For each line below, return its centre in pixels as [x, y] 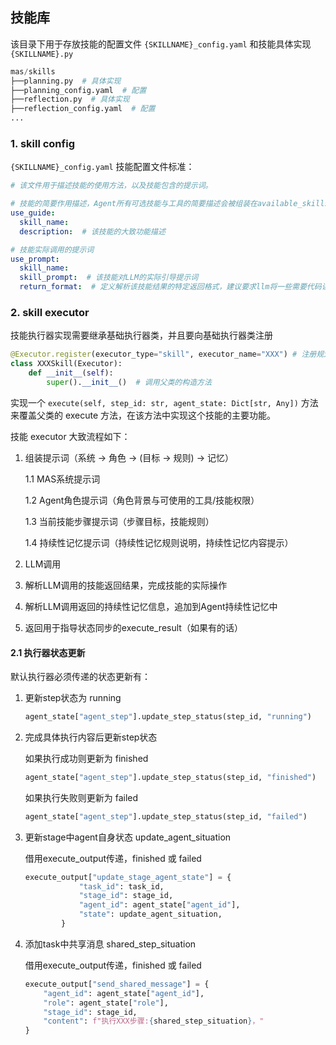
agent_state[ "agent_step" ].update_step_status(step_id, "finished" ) [170, 777]
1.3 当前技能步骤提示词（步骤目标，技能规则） [119, 521]
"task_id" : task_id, [121, 886]
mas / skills [33, 71]
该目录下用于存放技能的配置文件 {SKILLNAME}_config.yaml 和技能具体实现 [161, 44]
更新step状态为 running [73, 698]
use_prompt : [35, 259]
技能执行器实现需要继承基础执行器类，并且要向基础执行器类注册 [141, 335]
